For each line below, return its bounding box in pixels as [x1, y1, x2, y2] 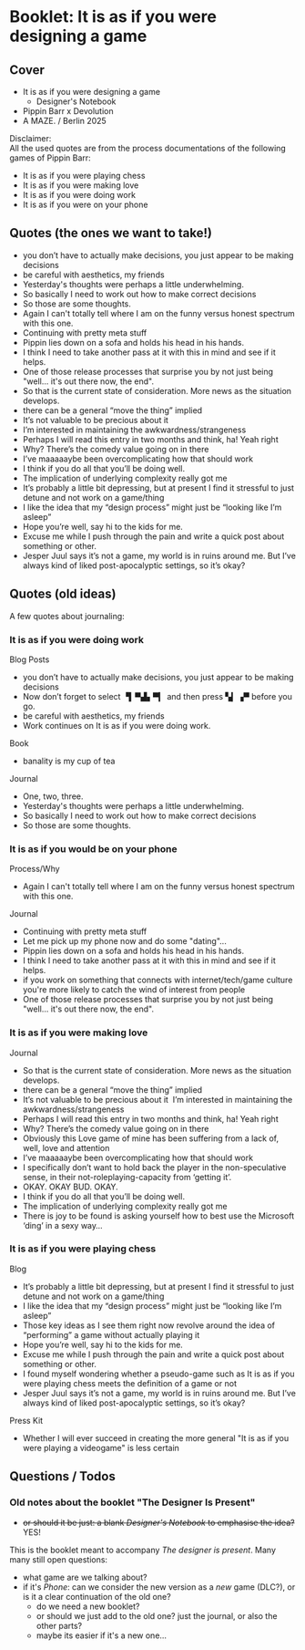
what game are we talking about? [22, 1572, 147, 1583]
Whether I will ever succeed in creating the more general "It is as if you [22, 1432, 290, 1443]
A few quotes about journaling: [9, 610, 125, 621]
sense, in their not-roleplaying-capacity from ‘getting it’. [22, 1171, 232, 1182]
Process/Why [9, 864, 61, 875]
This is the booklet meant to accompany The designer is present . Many [9, 1544, 276, 1555]
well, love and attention [22, 1142, 110, 1153]
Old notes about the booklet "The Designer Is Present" [9, 1496, 256, 1509]
